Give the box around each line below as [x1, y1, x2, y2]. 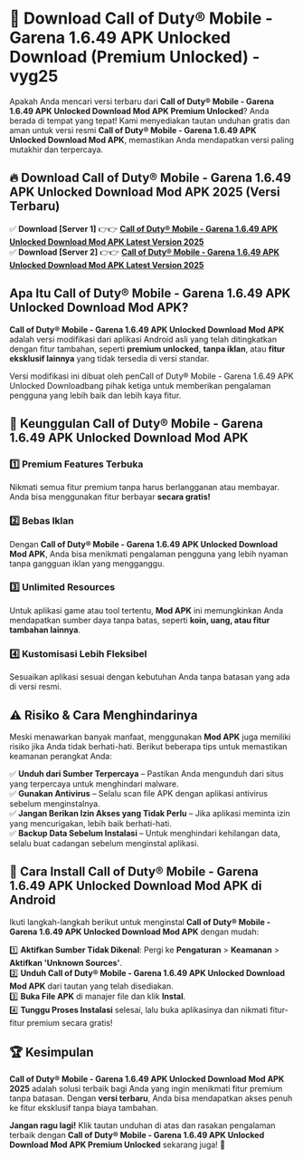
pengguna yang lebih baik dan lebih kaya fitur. [9, 390, 182, 401]
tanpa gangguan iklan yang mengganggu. [9, 557, 166, 569]
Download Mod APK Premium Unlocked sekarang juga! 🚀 [9, 1139, 226, 1150]
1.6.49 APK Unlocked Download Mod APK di [9, 878, 262, 893]
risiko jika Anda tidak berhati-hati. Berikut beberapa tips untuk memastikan [9, 740, 288, 751]
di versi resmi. [9, 681, 62, 692]
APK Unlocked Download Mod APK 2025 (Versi [9, 185, 280, 200]
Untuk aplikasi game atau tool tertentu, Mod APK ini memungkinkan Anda [9, 604, 283, 615]
